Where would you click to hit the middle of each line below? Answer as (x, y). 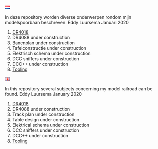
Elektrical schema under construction (51, 125)
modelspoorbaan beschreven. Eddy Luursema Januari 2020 (67, 22)
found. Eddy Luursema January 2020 (44, 94)
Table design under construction (46, 120)
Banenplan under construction (43, 43)
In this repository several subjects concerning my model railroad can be (79, 89)
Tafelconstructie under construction (49, 48)
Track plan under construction (43, 114)
